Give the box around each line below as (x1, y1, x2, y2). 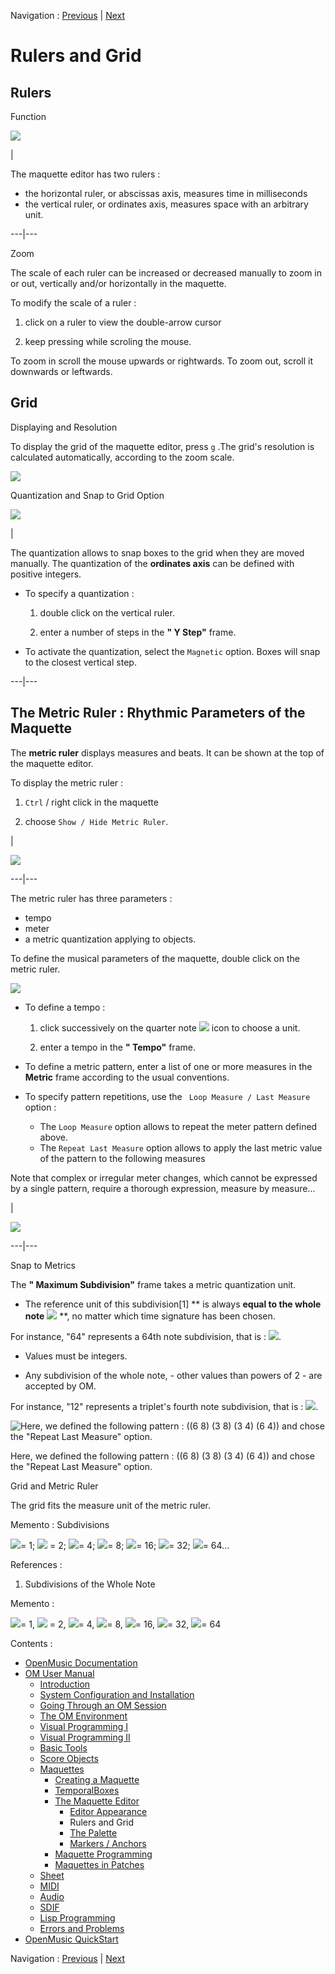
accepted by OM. (24, 1380, 97, 1392)
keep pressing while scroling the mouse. (24, 336, 192, 347)
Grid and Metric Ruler (10, 1480, 99, 1492)
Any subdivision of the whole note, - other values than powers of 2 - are (24, 1369, 323, 1381)
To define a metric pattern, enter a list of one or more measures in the (24, 1060, 313, 1072)
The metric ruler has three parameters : (10, 892, 173, 904)
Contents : (10, 1637, 53, 1649)
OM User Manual (24, 1667, 95, 1679)
